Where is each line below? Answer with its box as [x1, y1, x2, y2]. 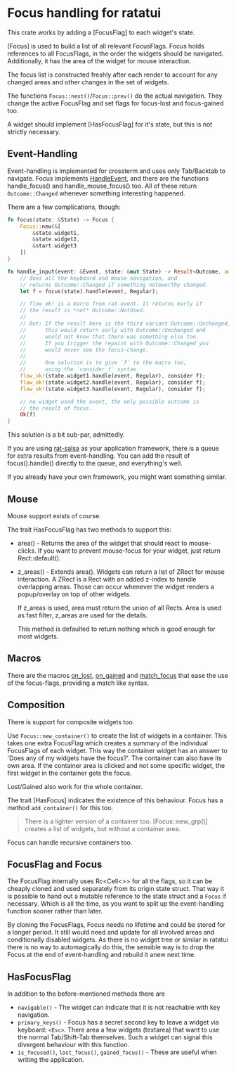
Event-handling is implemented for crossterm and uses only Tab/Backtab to [7, 167, 226, 175]
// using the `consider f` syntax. [20, 366, 140, 373]
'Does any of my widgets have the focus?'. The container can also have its [7, 754, 223, 762]
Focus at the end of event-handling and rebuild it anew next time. [7, 951, 197, 959]
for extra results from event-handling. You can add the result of [7, 451, 190, 460]
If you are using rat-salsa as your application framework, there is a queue [7, 444, 220, 453]
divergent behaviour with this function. [17, 1041, 130, 1049]
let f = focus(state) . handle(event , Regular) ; [20, 288, 159, 295]
